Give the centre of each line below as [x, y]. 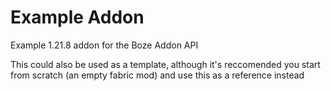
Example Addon [77, 17]
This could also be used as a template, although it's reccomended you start [165, 64]
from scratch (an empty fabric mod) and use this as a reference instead [157, 75]
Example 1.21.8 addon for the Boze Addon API [104, 45]
